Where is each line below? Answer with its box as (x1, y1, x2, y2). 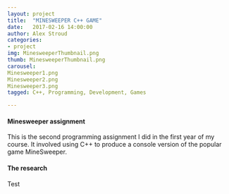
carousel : (7, 63, 37, 70)
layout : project (7, 10, 55, 18)
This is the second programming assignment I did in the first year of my (7, 133, 215, 141)
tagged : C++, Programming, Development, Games (7, 89, 147, 96)
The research (7, 164, 48, 172)
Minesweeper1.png (7, 69, 58, 76)
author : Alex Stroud (7, 30, 68, 37)
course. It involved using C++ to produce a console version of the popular (7, 140, 222, 149)
